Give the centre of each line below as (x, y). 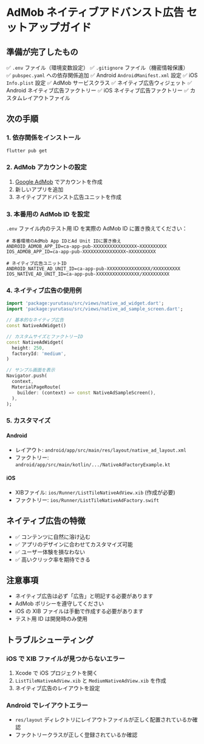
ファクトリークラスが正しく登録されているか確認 (76, 735)
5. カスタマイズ (29, 421)
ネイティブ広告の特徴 (46, 521)
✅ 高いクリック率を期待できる (53, 560)
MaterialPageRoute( (36, 387)
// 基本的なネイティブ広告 (35, 320)
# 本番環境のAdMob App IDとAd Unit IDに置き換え (64, 241)
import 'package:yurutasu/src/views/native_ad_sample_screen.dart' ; (95, 309)
